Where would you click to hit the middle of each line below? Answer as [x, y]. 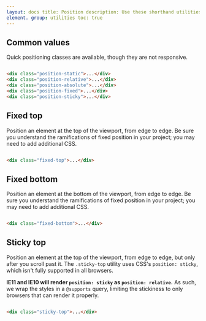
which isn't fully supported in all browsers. [60, 270]
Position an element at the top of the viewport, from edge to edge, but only [101, 257]
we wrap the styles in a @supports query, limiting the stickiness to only [95, 289]
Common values [38, 43]
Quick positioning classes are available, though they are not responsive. [97, 57]
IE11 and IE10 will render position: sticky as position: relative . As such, [101, 282]
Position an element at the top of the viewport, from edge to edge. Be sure [100, 130]
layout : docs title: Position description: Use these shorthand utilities [104, 12]
